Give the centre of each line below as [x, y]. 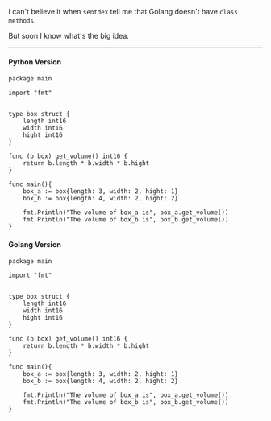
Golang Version [35, 244]
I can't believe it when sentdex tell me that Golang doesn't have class [123, 12]
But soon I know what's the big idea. [69, 36]
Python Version [35, 62]
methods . [22, 20]
